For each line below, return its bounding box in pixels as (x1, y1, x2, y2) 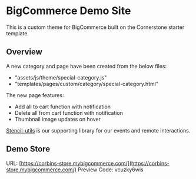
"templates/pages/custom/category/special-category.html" (14, 80, 159, 87)
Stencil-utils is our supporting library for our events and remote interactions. (6, 127, 191, 134)
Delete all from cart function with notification (14, 109, 124, 116)
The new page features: (6, 91, 64, 98)
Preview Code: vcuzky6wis (78, 166, 144, 173)
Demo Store (6, 144, 51, 154)
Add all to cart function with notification (14, 103, 111, 110)
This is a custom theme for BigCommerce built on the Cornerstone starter (6, 24, 185, 31)
